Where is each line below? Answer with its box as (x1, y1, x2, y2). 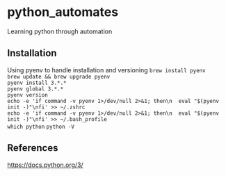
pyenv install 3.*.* (7, 79, 67, 86)
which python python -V (7, 123, 75, 130)
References (7, 142, 58, 154)
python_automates (7, 4, 119, 20)
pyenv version (7, 91, 49, 98)
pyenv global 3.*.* (7, 85, 64, 93)
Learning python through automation (7, 27, 113, 35)
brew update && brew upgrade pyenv (7, 73, 111, 80)
